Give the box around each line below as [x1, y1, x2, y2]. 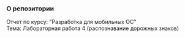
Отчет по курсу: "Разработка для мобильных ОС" [6, 18, 137, 26]
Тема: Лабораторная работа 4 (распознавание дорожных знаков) [6, 25, 179, 32]
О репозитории [6, 4, 54, 13]
